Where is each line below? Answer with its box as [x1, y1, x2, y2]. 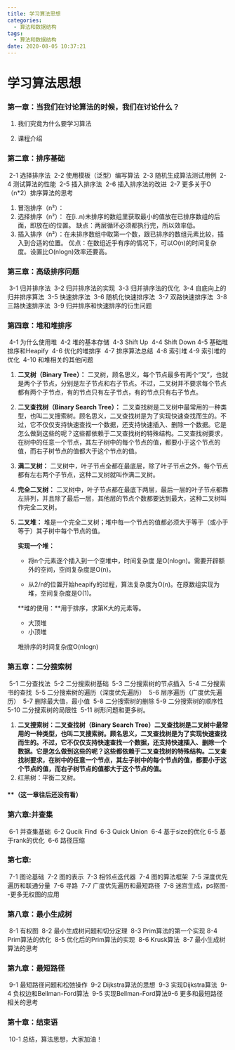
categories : [7, 17, 42, 24]
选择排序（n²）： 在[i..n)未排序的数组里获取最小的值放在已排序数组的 [17, 212, 215, 221]
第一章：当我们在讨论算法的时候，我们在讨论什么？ [7, 103, 180, 112]
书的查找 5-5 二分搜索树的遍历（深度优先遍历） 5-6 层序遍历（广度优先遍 [7, 688, 223, 696]
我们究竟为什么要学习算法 [17, 119, 92, 128]
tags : [7, 29, 23, 37]
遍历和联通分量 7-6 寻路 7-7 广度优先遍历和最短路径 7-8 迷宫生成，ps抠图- [7, 881, 229, 889]
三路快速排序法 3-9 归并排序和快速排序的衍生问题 [7, 301, 152, 310]
